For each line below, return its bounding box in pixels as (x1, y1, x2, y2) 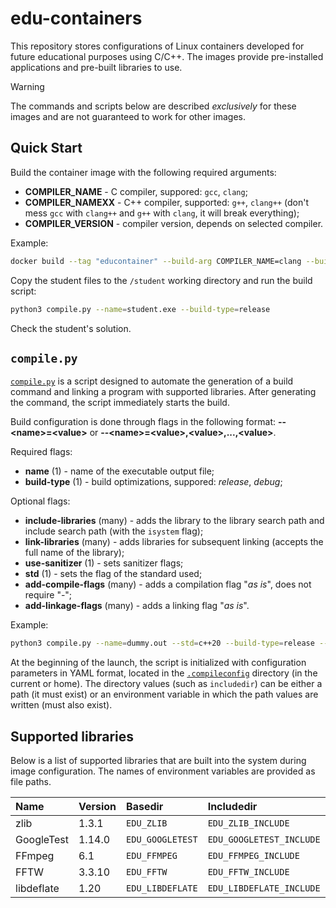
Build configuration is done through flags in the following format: (10, 416, 276, 428)
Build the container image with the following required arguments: (10, 166, 277, 178)
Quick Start (10, 140, 83, 157)
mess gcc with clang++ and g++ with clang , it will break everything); (24, 207, 300, 219)
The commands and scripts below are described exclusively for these (10, 100, 297, 112)
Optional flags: (10, 495, 71, 507)
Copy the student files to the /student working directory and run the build (10, 274, 313, 286)
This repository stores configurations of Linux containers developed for (10, 40, 305, 52)
